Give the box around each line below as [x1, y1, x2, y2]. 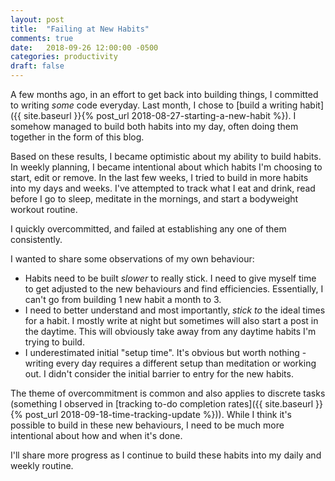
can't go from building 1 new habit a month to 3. [24, 294, 222, 305]
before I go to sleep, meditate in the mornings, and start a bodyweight [10, 193, 299, 205]
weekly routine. [10, 460, 74, 471]
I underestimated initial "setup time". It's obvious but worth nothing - [24, 347, 307, 358]
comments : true [10, 33, 74, 43]
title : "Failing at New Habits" [10, 24, 150, 34]
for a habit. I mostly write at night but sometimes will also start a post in [24, 315, 319, 326]
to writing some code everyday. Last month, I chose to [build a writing [10, 99, 298, 111]
